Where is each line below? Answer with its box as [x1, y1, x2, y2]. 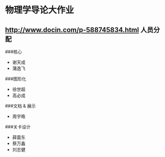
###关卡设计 [5, 124, 31, 129]
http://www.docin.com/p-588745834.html [5, 26, 139, 34]
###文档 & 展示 [5, 103, 36, 109]
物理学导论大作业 [5, 4, 75, 16]
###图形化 [5, 76, 27, 82]
